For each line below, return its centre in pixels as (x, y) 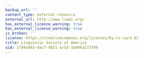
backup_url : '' (21, 10)
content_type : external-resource (40, 15)
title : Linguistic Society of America (46, 43)
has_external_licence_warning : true (44, 24)
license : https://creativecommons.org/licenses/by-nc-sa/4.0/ (72, 38)
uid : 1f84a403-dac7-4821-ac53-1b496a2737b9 (52, 47)
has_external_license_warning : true (44, 29)
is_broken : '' (20, 33)
